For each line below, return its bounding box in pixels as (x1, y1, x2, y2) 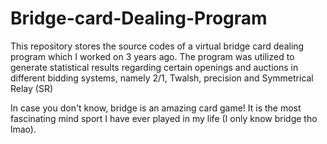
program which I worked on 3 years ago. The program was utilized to (10, 50, 295, 62)
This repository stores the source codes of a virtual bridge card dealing (10, 40, 305, 52)
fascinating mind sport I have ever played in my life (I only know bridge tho (10, 112, 318, 124)
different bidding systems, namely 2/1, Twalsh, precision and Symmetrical (10, 72, 314, 84)
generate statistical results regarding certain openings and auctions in (10, 61, 299, 73)
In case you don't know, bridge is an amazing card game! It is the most (10, 102, 302, 114)
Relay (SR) (10, 82, 54, 94)
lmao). (10, 123, 37, 135)
